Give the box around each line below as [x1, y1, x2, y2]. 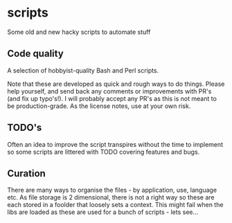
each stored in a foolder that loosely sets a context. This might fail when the [7, 201, 224, 209]
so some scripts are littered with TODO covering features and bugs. [7, 148, 200, 156]
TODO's [7, 122, 42, 134]
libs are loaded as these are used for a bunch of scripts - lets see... [7, 208, 199, 216]
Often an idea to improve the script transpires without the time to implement [7, 140, 224, 148]
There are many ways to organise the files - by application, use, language [7, 186, 217, 195]
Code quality [7, 48, 64, 60]
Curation [7, 168, 46, 179]
